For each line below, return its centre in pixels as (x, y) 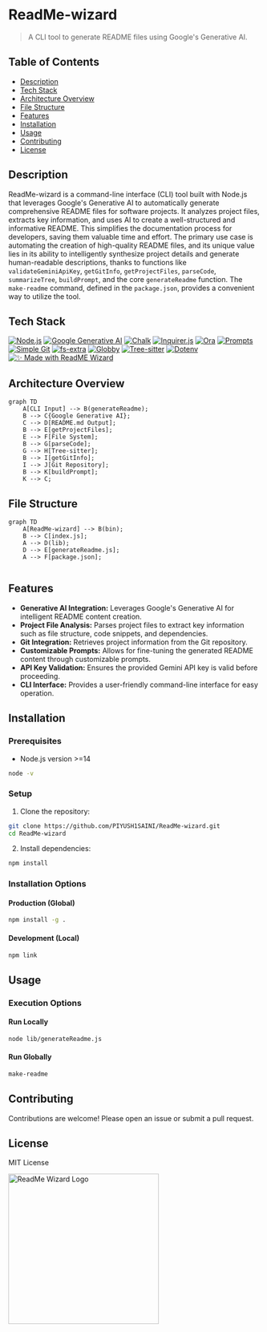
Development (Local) (44, 938)
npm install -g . (37, 920)
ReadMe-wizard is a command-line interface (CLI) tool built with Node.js (128, 194)
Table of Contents (54, 62)
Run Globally (30, 1057)
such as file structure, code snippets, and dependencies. (114, 633)
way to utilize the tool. (44, 296)
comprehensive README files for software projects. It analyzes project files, (134, 211)
